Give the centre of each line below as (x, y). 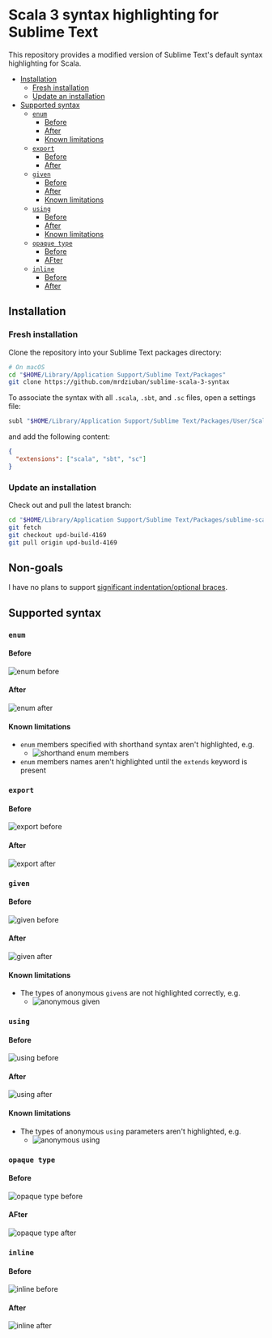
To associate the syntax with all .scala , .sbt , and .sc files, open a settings (132, 398)
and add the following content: (59, 437)
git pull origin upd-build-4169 (63, 542)
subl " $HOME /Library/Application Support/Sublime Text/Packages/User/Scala (139, 421)
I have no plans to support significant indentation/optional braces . (118, 587)
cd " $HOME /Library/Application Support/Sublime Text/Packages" (117, 375)
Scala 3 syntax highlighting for (114, 15)
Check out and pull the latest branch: (70, 506)
